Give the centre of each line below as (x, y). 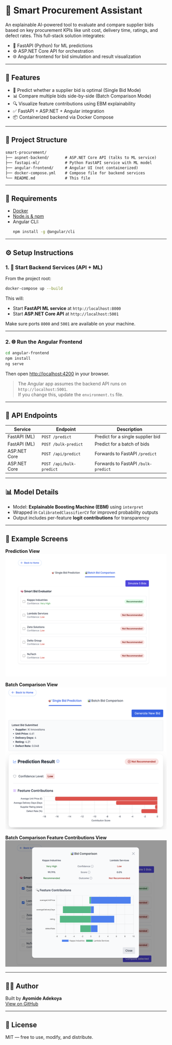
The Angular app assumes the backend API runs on (72, 383)
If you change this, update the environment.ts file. (71, 394)
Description (130, 429)
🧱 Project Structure (36, 140)
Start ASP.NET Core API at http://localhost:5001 (66, 314)
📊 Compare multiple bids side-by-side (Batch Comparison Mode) (82, 96)
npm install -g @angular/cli (44, 232)
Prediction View (23, 551)
